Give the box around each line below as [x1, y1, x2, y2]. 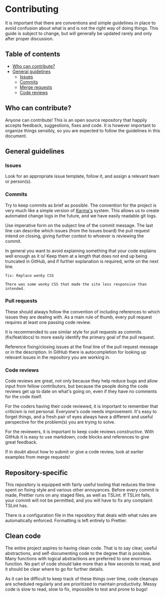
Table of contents [5, 50, 60, 58]
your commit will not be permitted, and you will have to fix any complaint [5, 497, 153, 503]
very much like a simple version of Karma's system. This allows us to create [5, 207, 160, 214]
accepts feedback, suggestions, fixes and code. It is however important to [5, 122, 156, 128]
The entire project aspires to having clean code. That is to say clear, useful [5, 545, 157, 551]
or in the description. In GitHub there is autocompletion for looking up [5, 349, 147, 355]
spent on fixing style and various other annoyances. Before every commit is [5, 487, 159, 492]
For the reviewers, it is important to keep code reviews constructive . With [5, 429, 154, 434]
